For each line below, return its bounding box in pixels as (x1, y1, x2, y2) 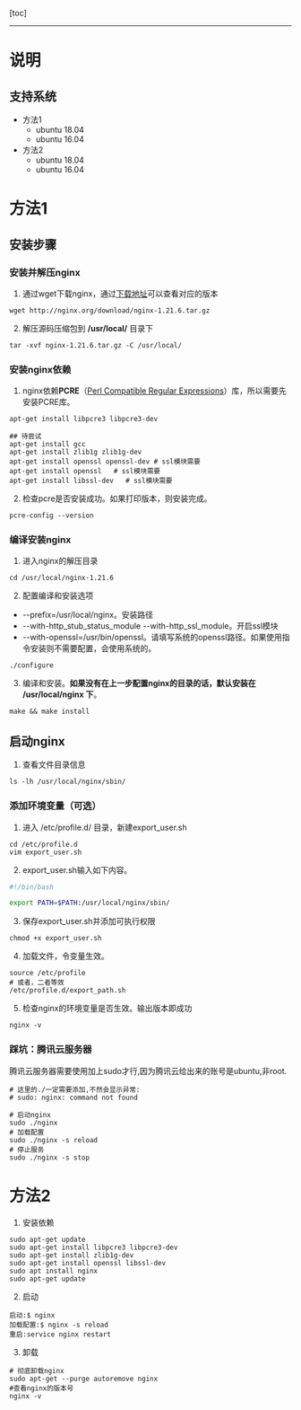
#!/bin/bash (9, 882, 54, 892)
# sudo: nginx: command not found (9, 1093, 139, 1102)
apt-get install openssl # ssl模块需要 (9, 467, 161, 476)
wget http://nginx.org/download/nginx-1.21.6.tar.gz (9, 305, 211, 315)
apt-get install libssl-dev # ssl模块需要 (9, 476, 173, 486)
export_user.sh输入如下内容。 (21, 864, 133, 875)
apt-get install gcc (9, 440, 87, 449)
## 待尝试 (9, 432, 42, 441)
